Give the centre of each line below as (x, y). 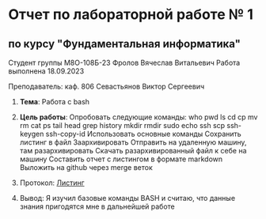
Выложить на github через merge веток (86, 167)
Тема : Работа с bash (54, 102)
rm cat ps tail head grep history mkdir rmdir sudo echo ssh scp (122, 125)
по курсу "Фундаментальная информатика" (125, 44)
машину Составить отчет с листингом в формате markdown (121, 159)
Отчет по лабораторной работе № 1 (131, 15)
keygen (32, 134)
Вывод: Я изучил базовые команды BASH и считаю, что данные (127, 198)
